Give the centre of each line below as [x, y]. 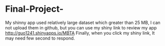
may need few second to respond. [40, 38]
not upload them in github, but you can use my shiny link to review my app [81, 27]
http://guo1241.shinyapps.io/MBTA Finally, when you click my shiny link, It [80, 33]
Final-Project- [34, 9]
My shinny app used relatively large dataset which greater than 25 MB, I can [83, 23]
